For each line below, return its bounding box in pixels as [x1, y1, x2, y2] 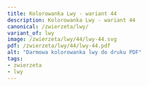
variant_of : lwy [7, 29, 54, 37]
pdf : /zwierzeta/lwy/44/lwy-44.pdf [7, 42, 111, 49]
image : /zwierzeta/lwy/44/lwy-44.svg [7, 36, 117, 43]
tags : [7, 55, 23, 62]
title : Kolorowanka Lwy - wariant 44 [7, 10, 117, 17]
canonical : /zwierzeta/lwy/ [7, 23, 89, 30]
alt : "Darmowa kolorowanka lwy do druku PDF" [7, 49, 142, 56]
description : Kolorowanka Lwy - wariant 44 [7, 17, 136, 24]
